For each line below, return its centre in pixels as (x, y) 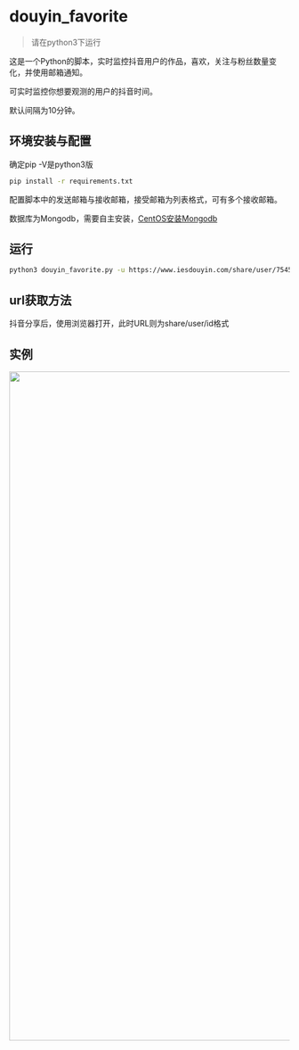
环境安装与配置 (50, 141)
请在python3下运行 (66, 42)
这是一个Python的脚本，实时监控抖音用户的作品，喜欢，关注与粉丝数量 (139, 61)
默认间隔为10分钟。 (44, 110)
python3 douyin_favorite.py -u (67, 270)
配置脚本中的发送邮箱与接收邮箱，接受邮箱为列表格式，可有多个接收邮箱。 (145, 199)
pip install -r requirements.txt (71, 181)
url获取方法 (40, 300)
